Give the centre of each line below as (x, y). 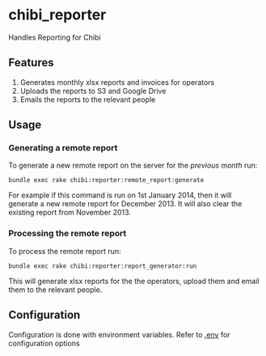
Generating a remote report (63, 148)
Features (31, 63)
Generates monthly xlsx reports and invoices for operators (117, 82)
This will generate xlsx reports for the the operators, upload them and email (134, 281)
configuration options (44, 343)
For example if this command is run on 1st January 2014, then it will (120, 195)
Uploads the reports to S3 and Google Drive (93, 91)
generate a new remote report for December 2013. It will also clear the (125, 204)
